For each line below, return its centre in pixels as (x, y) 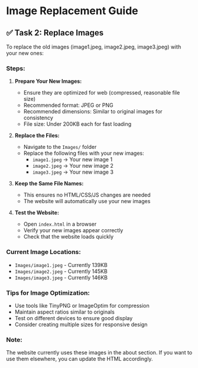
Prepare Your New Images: (48, 82)
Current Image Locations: (43, 252)
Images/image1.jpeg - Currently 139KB (61, 265)
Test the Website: (37, 213)
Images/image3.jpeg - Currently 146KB (61, 277)
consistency (38, 118)
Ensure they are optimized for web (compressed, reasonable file (102, 93)
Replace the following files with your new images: (84, 153)
